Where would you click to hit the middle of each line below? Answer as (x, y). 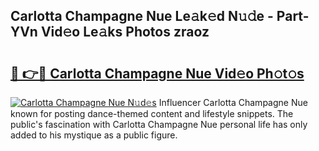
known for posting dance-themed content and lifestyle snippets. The (152, 113)
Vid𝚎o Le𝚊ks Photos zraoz (125, 32)
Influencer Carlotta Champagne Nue (233, 102)
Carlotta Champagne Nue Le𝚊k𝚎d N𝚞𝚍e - (142, 16)
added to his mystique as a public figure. (94, 135)
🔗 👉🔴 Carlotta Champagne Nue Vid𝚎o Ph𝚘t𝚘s (157, 73)
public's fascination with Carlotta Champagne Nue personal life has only (159, 124)
